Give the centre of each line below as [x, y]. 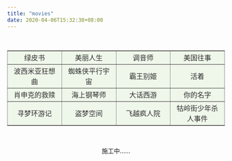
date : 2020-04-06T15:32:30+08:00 [55, 20]
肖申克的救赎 [35, 95]
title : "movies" [30, 13]
